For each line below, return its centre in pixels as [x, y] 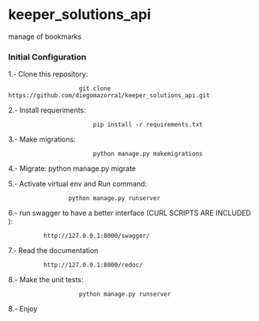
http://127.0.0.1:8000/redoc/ [93, 265]
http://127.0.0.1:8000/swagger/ [96, 236]
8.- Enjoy [23, 309]
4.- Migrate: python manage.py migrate [72, 168]
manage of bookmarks [45, 36]
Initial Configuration [47, 57]
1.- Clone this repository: [48, 74]
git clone [95, 89]
